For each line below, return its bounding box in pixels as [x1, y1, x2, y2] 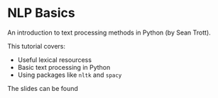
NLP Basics [7, 5, 76, 21]
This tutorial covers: [7, 42, 66, 50]
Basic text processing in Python [17, 63, 111, 71]
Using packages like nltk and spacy [17, 71, 122, 79]
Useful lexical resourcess [17, 55, 92, 64]
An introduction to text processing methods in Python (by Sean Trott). [7, 28, 211, 37]
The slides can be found [7, 84, 78, 92]
